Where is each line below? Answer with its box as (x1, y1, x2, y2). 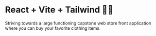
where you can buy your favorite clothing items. (5, 25, 101, 31)
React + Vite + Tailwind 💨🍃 (5, 4, 113, 15)
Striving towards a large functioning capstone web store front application (5, 20, 152, 26)
